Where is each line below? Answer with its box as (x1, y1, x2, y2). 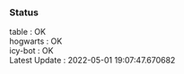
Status (9, 6, 39, 19)
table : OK (9, 27, 47, 37)
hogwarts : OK (9, 36, 63, 46)
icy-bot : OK (9, 45, 54, 56)
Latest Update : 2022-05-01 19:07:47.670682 (9, 55, 176, 66)
